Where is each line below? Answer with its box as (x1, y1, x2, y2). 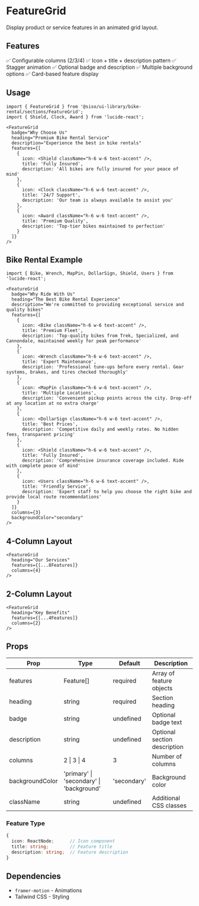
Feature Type (6, 819, 46, 827)
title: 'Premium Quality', (21, 218, 89, 224)
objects (152, 684, 173, 692)
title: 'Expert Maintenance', (21, 359, 97, 365)
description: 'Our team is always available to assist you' (21, 197, 174, 203)
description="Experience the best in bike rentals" (11, 140, 142, 146)
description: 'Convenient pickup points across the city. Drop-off (21, 395, 192, 402)
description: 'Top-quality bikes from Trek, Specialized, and (21, 333, 179, 339)
